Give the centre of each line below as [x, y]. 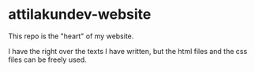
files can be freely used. [47, 59]
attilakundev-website [80, 14]
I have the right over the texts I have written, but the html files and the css [128, 51]
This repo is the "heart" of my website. [71, 36]
